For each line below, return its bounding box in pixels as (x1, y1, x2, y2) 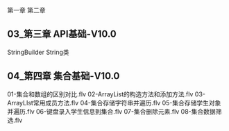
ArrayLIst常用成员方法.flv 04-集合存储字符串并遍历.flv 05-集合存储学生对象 (7, 98, 221, 107)
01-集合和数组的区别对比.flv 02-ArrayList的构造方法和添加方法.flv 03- (7, 89, 206, 98)
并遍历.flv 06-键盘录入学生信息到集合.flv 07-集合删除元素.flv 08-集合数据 (7, 107, 217, 116)
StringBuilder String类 (7, 48, 69, 56)
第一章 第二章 (7, 6, 46, 14)
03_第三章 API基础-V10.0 (7, 28, 117, 40)
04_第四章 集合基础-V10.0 (7, 70, 120, 82)
